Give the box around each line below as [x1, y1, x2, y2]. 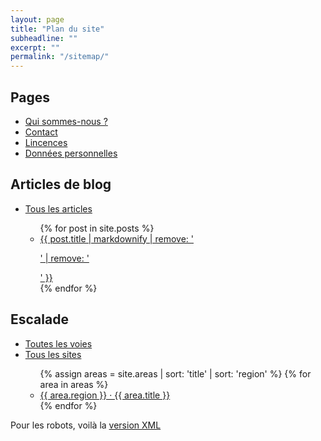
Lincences [24, 136, 68, 148]
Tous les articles [24, 202, 93, 215]
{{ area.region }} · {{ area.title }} [39, 389, 171, 401]
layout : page [10, 14, 65, 25]
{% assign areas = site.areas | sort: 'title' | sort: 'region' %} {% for [39, 367, 312, 380]
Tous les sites [24, 348, 82, 360]
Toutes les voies [24, 337, 93, 350]
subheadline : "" [10, 33, 78, 43]
